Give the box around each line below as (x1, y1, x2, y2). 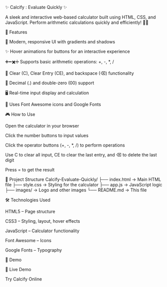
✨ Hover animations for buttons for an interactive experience (5, 48, 130, 54)
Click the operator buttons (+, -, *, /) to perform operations (5, 142, 125, 148)
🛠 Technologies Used (5, 197, 51, 203)
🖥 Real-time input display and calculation (5, 90, 89, 96)
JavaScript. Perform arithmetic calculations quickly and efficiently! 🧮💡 (5, 19, 149, 25)
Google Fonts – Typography (5, 247, 62, 253)
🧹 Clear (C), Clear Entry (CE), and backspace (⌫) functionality (5, 70, 134, 76)
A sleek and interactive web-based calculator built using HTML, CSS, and (5, 14, 156, 20)
